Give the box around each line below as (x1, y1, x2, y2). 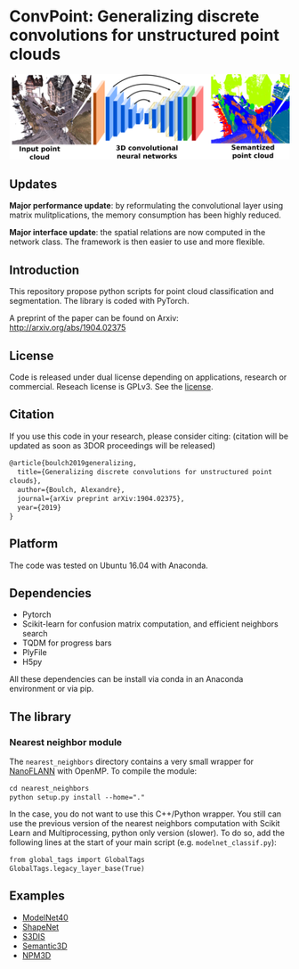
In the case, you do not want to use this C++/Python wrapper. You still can (9, 809, 282, 819)
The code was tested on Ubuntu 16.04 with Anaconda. (9, 560, 209, 571)
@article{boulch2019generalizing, (9, 458, 138, 467)
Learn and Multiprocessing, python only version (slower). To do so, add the (9, 827, 285, 839)
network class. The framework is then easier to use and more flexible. (9, 236, 265, 247)
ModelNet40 (21, 912, 69, 923)
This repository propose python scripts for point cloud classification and (9, 286, 274, 297)
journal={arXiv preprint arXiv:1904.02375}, (17, 494, 185, 503)
